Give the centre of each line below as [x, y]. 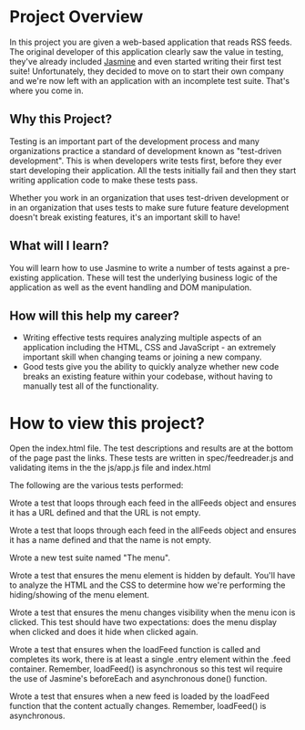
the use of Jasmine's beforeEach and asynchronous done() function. [138, 679]
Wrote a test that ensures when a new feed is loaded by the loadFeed [140, 696]
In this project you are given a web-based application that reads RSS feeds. [151, 42]
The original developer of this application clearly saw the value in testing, [147, 51]
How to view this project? [107, 423]
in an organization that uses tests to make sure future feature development [149, 207]
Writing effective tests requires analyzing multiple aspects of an [142, 338]
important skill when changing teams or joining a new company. [142, 357]
